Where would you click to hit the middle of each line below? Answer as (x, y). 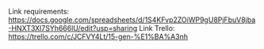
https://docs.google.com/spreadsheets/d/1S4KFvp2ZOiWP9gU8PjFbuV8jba (132, 20)
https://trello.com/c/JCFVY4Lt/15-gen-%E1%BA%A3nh (98, 36)
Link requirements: (39, 11)
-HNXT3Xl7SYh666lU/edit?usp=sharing (73, 28)
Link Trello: (157, 28)
